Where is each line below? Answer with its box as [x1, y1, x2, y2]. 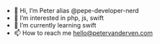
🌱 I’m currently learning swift [13, 21, 97, 29]
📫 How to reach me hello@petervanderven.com [13, 29, 153, 37]
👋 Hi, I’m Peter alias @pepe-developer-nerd [13, 7, 139, 14]
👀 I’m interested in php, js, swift [13, 14, 104, 22]
